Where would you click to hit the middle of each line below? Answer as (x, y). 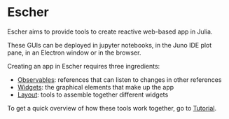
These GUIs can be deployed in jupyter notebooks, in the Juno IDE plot (110, 45)
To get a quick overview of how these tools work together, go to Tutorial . (112, 108)
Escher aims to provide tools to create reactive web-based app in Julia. (110, 31)
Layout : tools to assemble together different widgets (93, 94)
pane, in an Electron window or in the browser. (74, 52)
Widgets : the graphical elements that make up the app (96, 87)
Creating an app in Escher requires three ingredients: (84, 66)
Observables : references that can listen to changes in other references (119, 79)
